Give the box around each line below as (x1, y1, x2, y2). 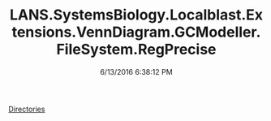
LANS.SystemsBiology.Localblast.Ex (9, 6, 264, 24)
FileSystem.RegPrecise (56, 41, 217, 58)
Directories (8, 104, 45, 114)
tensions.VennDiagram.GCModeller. (11, 23, 261, 41)
